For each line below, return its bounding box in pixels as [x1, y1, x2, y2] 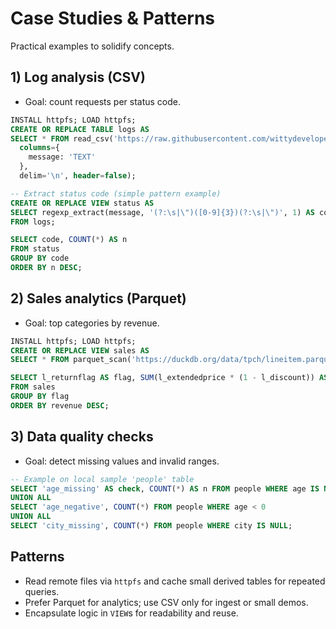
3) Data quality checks [10, 428, 154, 446]
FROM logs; [10, 217, 56, 227]
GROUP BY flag [10, 392, 70, 402]
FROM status [10, 244, 60, 254]
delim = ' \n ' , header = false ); [19, 171, 137, 181]
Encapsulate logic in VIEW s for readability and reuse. [24, 607, 239, 619]
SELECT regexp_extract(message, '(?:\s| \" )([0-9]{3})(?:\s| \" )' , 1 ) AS [10, 207, 315, 217]
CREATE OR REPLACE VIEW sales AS [10, 345, 150, 356]
